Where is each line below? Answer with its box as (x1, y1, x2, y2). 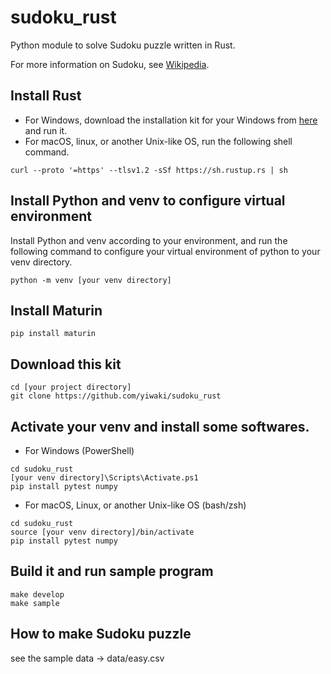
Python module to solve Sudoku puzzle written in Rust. (10, 39, 236, 51)
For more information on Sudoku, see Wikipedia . (10, 58, 210, 70)
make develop (10, 589, 65, 600)
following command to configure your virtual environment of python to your (10, 245, 321, 257)
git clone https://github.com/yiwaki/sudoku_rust (10, 391, 222, 401)
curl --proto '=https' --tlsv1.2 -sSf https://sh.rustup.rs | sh (10, 165, 288, 175)
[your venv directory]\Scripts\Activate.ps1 (10, 473, 199, 483)
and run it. (24, 124, 68, 136)
